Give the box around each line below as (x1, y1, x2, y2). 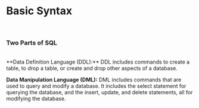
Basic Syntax (6, 4, 73, 18)
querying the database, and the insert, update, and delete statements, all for (6, 89, 193, 96)
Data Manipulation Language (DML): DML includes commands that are (6, 76, 182, 84)
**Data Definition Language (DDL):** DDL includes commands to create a (6, 58, 190, 66)
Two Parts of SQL (6, 39, 58, 47)
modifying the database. (6, 95, 66, 102)
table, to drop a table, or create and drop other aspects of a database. (6, 65, 178, 72)
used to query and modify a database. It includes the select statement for (6, 82, 186, 90)
